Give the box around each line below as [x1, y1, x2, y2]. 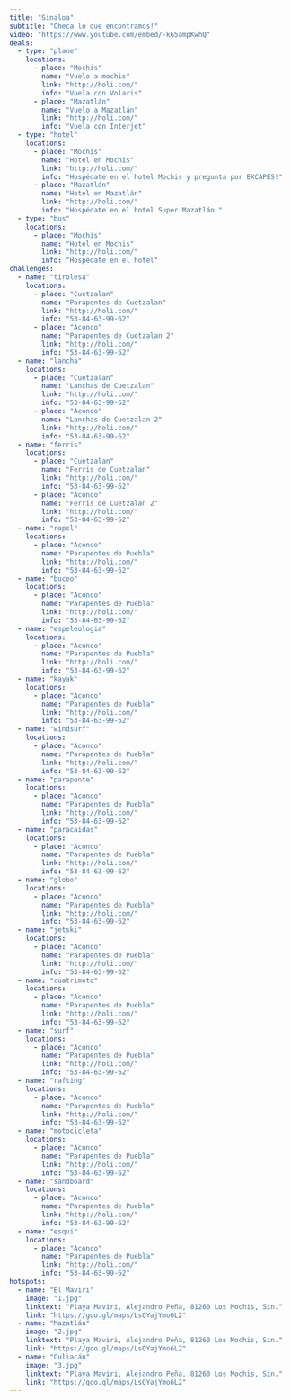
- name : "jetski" [17, 926, 83, 935]
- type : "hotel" [17, 131, 78, 140]
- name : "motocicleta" [17, 1126, 102, 1135]
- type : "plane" [17, 47, 78, 56]
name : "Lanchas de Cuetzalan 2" [41, 415, 163, 424]
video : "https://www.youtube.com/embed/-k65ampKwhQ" [9, 30, 211, 39]
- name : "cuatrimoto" [17, 976, 99, 985]
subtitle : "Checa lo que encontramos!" [9, 22, 159, 31]
